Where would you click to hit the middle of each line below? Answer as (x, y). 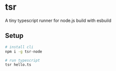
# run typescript (23, 60)
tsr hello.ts (18, 65)
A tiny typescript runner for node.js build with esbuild (58, 20)
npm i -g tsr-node (24, 52)
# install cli (19, 47)
